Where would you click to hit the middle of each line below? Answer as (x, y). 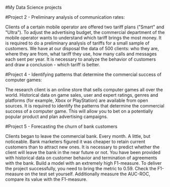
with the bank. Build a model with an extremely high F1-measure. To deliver (83, 163)
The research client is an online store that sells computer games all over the (84, 90)
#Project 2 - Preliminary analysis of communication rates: (65, 17)
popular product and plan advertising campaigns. (57, 117)
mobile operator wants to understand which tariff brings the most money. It (83, 38)
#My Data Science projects (34, 7)
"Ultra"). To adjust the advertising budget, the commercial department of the (85, 32)
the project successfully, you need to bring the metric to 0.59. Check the (81, 169)
